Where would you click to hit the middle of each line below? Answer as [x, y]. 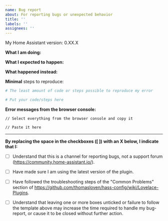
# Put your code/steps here [34, 100]
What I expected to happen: [34, 62]
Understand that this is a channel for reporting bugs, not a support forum [87, 156]
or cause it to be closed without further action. [75, 213]
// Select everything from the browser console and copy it [69, 118]
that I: [11, 146]
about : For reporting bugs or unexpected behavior [59, 15]
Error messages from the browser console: [51, 109]
